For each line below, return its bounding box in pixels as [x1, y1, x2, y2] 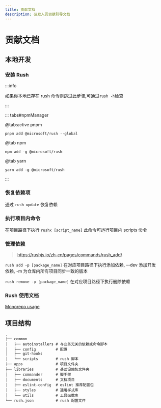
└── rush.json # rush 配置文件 [5, 398, 86, 403]
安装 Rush [5, 72, 29, 78]
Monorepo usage [5, 303, 40, 309]
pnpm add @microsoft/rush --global [5, 131, 78, 136]
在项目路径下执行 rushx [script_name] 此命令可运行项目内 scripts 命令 [5, 227, 147, 233]
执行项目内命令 [5, 215, 41, 221]
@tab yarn [5, 158, 26, 164]
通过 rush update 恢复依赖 [5, 201, 58, 207]
